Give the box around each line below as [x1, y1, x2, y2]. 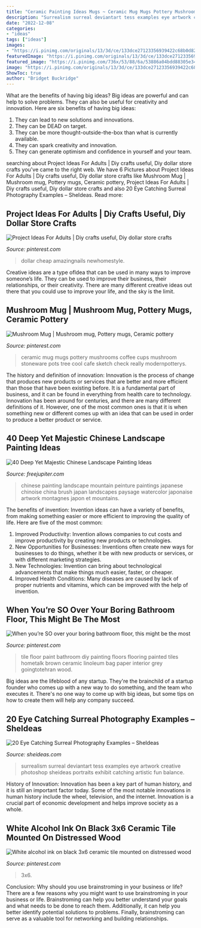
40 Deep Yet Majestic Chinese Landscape [6, 433, 166, 443]
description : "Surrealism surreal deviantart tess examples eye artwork [6, 14, 191, 20]
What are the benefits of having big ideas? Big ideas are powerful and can [6, 92, 189, 99]
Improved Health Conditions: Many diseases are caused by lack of [14, 575, 179, 582]
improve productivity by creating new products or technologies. [14, 537, 172, 544]
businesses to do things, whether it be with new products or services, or [14, 549, 193, 556]
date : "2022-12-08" [6, 20, 55, 26]
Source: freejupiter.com [6, 470, 65, 477]
